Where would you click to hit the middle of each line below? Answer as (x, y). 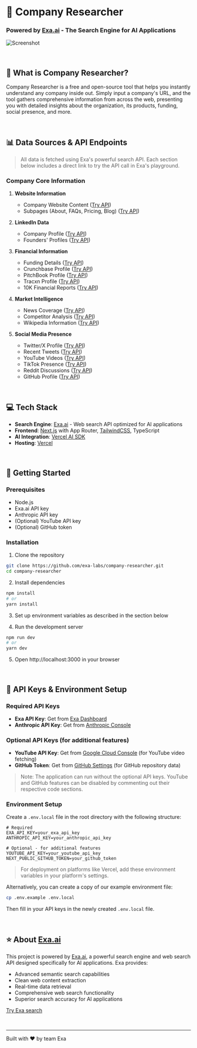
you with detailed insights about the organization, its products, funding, (92, 106)
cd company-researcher (34, 571)
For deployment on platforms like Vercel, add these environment (98, 869)
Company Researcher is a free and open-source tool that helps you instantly (98, 87)
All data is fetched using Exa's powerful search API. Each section (99, 159)
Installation (23, 542)
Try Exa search (24, 1010)
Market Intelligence (39, 299)
